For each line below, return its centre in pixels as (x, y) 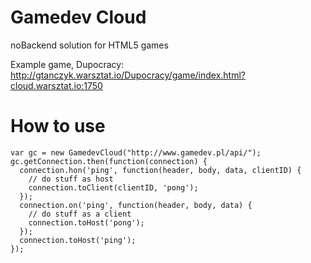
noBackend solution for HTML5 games (89, 45)
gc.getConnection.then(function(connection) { (109, 161)
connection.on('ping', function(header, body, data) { (136, 205)
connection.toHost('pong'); (86, 222)
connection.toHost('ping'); (78, 240)
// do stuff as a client (80, 214)
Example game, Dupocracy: (67, 64)
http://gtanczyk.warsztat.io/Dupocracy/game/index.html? (128, 75)
